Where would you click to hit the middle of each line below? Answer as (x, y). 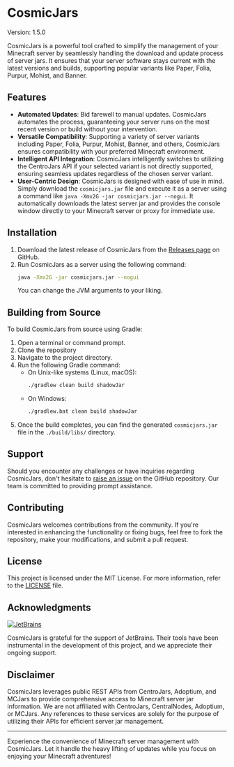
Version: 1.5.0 (26, 32)
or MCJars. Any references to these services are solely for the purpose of (113, 714)
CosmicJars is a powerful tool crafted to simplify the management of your (113, 45)
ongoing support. (32, 653)
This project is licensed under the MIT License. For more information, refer (114, 578)
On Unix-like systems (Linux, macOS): (82, 372)
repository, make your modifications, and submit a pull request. (98, 539)
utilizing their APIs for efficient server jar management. (86, 722)
